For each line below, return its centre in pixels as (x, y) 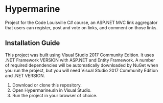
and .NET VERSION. (25, 75)
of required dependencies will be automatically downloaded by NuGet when (81, 65)
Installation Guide (33, 43)
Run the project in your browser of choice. (55, 95)
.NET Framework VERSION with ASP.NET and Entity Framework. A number (80, 60)
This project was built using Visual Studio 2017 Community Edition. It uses (80, 55)
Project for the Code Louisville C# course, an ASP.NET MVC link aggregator (81, 22)
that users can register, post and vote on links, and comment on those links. (81, 27)
